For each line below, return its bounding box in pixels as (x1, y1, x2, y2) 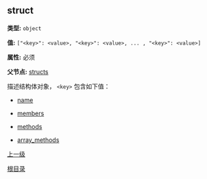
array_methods (16, 136, 60, 144)
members (16, 109, 45, 117)
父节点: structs (7, 67, 49, 75)
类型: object (7, 23, 42, 32)
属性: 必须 (7, 53, 36, 61)
